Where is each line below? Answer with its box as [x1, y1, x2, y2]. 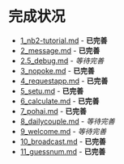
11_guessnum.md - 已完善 [19, 146, 106, 156]
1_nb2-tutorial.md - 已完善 [19, 36, 108, 45]
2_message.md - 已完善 [19, 45, 100, 55]
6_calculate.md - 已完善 [19, 96, 100, 106]
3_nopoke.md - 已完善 [19, 65, 95, 75]
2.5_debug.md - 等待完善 [19, 56, 105, 65]
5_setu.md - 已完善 [19, 86, 84, 95]
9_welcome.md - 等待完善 [19, 126, 107, 136]
